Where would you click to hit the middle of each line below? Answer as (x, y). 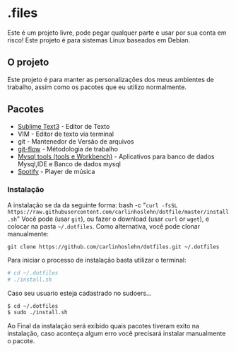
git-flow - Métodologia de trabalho (68, 149)
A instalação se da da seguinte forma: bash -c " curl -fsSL (93, 205)
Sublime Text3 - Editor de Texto (64, 126)
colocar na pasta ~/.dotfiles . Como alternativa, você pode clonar (104, 226)
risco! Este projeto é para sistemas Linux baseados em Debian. (99, 40)
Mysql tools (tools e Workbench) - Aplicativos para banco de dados (116, 156)
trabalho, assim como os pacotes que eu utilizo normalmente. (97, 87)
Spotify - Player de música (56, 171)
